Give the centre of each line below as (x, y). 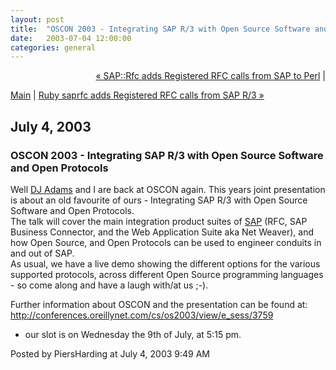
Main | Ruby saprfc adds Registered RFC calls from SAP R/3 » (137, 95)
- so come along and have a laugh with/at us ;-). (109, 285)
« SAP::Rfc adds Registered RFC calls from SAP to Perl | (210, 76)
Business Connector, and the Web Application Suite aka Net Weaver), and (162, 232)
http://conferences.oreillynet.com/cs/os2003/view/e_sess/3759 (142, 315)
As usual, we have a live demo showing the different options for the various (165, 263)
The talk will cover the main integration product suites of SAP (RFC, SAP (159, 221)
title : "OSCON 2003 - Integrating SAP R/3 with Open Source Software (160, 29)
